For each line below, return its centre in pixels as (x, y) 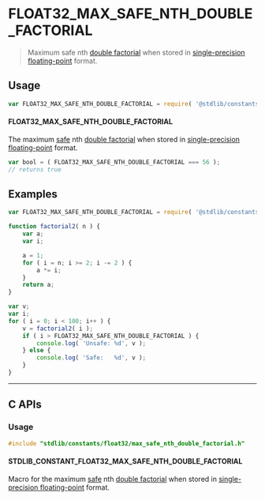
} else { (37, 351)
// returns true (35, 169)
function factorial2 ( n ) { (54, 227)
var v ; (19, 306)
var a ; (33, 234)
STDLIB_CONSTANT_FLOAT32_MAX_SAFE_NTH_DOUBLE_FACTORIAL (125, 461)
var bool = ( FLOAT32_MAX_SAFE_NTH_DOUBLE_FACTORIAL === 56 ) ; (114, 162)
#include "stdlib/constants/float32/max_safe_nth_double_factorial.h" (127, 443)
